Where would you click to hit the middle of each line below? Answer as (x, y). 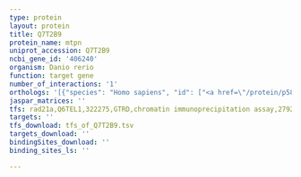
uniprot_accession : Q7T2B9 (60, 51)
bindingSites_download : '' (60, 142)
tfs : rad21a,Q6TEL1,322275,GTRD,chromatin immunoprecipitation (130, 109)
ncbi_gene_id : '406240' (54, 59)
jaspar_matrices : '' (48, 101)
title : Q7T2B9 (36, 34)
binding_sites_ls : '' (50, 150)
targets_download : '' (50, 134)
